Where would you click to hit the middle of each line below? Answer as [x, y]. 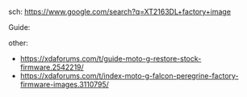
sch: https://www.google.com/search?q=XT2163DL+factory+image [120, 12]
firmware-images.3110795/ [64, 84]
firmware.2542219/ [52, 67]
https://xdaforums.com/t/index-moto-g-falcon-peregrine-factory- [130, 76]
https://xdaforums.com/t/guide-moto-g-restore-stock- [111, 59]
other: [18, 43]
